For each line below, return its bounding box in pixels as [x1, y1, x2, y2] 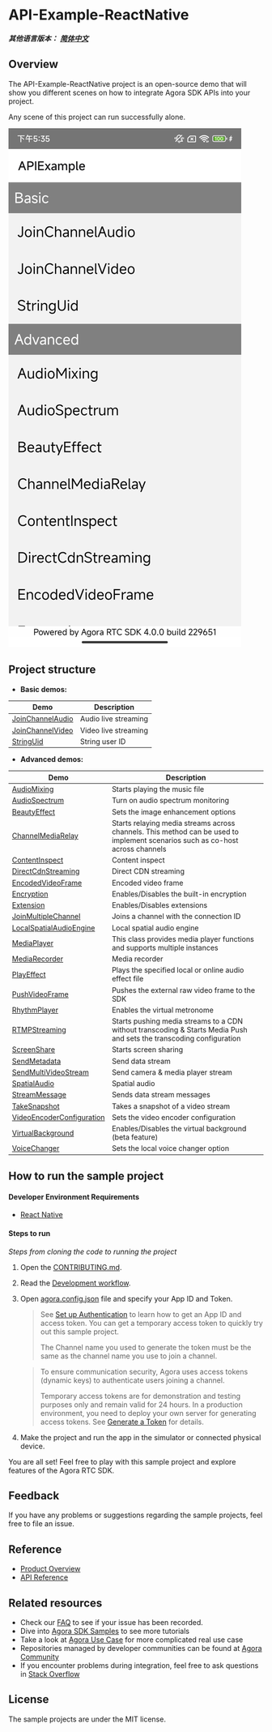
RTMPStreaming [11, 1025, 66, 1035]
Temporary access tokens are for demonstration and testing [40, 1391, 241, 1401]
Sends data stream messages [112, 1090, 210, 1100]
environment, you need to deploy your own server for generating [40, 1408, 257, 1418]
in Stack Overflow [19, 1670, 80, 1679]
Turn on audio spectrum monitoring [112, 796, 229, 806]
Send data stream [112, 1056, 172, 1066]
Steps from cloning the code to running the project [8, 1247, 177, 1256]
